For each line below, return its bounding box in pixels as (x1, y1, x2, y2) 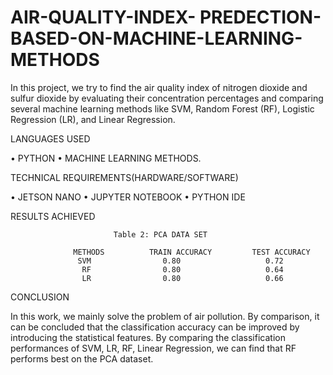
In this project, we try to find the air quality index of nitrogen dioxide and (10, 81, 308, 93)
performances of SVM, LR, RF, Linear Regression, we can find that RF (10, 342, 297, 354)
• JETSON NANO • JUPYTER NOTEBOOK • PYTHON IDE (10, 191, 246, 203)
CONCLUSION (10, 291, 70, 303)
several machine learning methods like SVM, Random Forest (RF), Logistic (10, 102, 315, 115)
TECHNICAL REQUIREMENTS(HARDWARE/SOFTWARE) (10, 171, 239, 183)
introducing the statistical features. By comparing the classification (10, 331, 286, 343)
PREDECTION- (199, 6, 322, 29)
